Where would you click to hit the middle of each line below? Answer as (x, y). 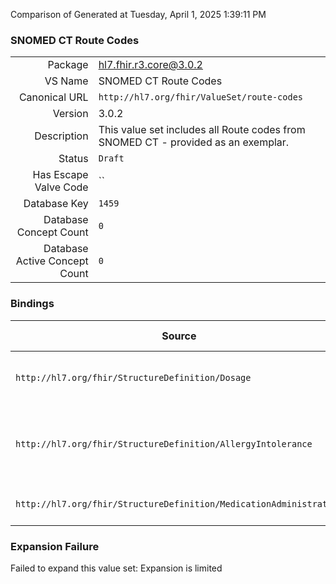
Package (68, 65)
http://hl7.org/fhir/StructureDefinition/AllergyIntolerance (164, 443)
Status (73, 159)
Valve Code (61, 187)
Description (61, 136)
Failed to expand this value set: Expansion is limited (116, 568)
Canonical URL (53, 97)
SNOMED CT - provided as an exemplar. (194, 142)
